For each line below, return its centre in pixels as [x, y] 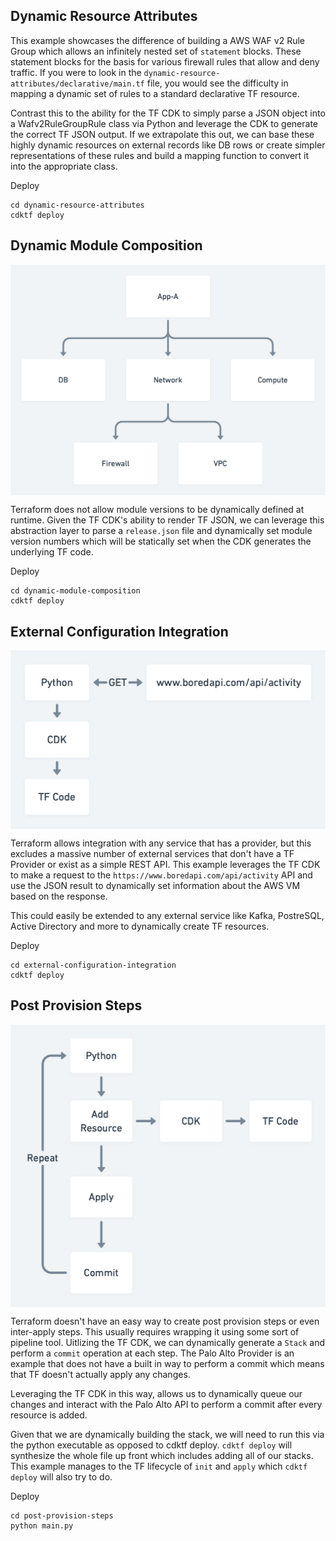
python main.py [42, 1526]
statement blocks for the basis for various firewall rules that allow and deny [165, 61]
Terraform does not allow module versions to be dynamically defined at [157, 510]
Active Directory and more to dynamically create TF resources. [140, 926]
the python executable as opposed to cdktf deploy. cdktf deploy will [151, 1445]
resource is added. [49, 1415]
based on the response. [59, 896]
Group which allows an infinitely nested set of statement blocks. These [156, 51]
